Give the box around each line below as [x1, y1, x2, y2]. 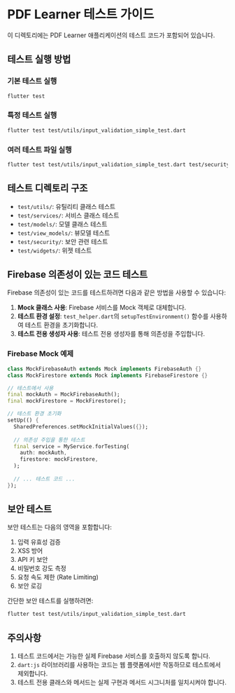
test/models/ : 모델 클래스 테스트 [17, 220, 108, 228]
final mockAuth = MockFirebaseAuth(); [7, 391, 120, 398]
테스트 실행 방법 [7, 53, 71, 65]
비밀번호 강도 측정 [17, 564, 66, 572]
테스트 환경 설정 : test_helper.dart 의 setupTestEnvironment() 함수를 [17, 312, 209, 321]
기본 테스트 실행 [7, 76, 57, 86]
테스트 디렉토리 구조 [7, 182, 88, 194]
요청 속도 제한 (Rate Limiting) [17, 573, 99, 581]
